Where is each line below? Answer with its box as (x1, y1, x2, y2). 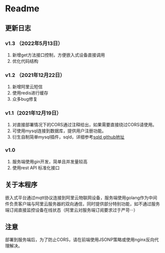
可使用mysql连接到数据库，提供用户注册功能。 (12, 128, 107, 134)
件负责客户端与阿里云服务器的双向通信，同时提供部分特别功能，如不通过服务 (5, 201, 160, 207)
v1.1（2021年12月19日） (5, 109, 62, 116)
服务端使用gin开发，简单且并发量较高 (12, 158, 88, 164)
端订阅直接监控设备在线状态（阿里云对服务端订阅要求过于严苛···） (5, 207, 138, 213)
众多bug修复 (12, 96, 38, 102)
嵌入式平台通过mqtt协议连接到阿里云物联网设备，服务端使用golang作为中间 (5, 194, 158, 200)
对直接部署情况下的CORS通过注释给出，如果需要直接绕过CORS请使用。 (12, 122, 157, 128)
